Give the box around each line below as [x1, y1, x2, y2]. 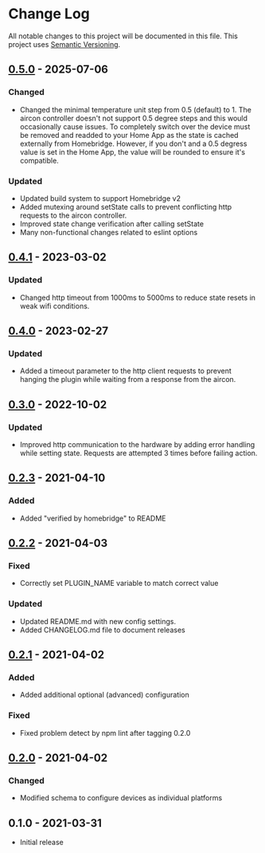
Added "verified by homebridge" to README [19, 513, 166, 523]
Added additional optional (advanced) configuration [19, 690, 189, 700]
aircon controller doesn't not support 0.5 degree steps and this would [19, 113, 248, 123]
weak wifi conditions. [19, 301, 90, 311]
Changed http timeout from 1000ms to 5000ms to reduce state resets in [19, 293, 256, 302]
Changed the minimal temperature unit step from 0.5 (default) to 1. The [19, 104, 252, 114]
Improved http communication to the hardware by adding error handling [19, 439, 255, 449]
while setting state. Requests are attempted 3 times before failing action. [19, 448, 258, 458]
